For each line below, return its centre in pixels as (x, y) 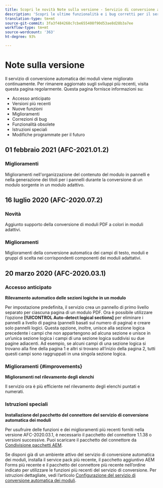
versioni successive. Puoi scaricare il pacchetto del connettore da (71, 440)
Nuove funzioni (27, 109)
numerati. (15, 392)
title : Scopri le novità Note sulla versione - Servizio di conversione (80, 9)
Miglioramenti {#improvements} (44, 367)
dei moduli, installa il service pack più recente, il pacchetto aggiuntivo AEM (80, 460)
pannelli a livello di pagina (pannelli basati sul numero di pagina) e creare (78, 323)
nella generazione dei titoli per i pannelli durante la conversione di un (74, 179)
